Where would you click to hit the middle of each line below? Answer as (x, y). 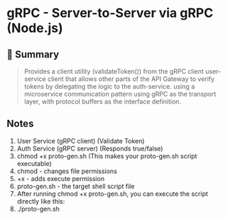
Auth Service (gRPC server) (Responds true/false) (90, 148)
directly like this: (41, 201)
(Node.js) (35, 28)
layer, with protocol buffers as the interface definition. (103, 101)
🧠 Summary (33, 54)
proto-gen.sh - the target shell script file (76, 186)
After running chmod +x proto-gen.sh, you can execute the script (113, 194)
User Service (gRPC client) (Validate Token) (81, 141)
